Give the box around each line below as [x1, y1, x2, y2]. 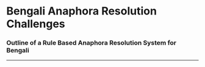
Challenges [6, 17, 65, 31]
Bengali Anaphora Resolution [6, 4, 157, 18]
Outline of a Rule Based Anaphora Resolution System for [6, 39, 177, 47]
